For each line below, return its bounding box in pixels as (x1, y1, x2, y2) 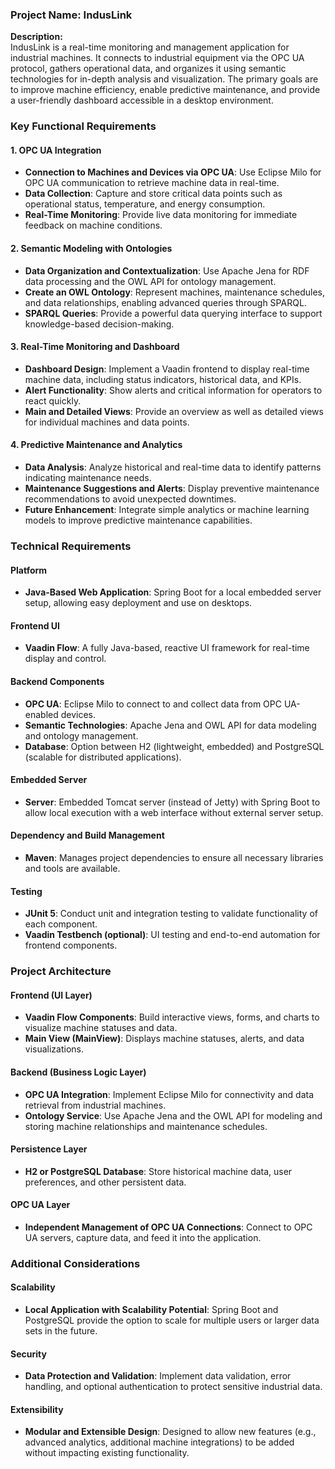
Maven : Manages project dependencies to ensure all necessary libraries (24, 851, 324, 863)
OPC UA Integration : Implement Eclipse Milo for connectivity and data (24, 1088, 315, 1100)
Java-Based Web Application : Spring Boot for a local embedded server (24, 586, 322, 598)
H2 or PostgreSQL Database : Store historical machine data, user (24, 1165, 293, 1177)
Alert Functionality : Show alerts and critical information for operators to (24, 384, 323, 396)
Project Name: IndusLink (10, 8, 133, 22)
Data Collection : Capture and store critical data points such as (24, 188, 283, 200)
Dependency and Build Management (10, 829, 165, 842)
